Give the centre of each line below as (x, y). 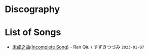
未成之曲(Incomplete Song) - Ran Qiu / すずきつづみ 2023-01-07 (78, 47)
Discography (32, 9)
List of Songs (33, 33)
